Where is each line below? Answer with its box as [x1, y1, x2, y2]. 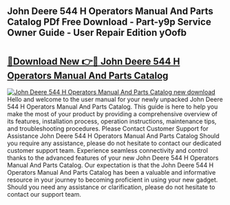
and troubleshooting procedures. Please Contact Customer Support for [7, 125, 209, 133]
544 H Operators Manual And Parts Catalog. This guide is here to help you [7, 102, 218, 111]
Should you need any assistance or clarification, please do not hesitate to [7, 183, 216, 191]
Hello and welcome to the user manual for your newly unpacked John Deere [7, 96, 223, 103]
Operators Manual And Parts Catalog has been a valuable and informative [7, 169, 216, 176]
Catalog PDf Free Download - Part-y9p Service [7, 17, 211, 28]
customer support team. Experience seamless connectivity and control [7, 147, 209, 154]
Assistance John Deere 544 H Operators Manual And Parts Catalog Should [7, 132, 220, 140]
